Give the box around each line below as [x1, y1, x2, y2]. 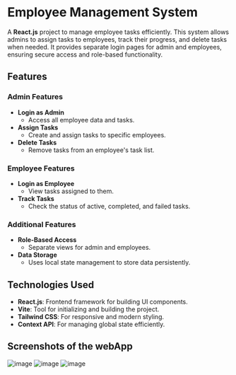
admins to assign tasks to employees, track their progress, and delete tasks [7, 35, 228, 43]
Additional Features [7, 219, 76, 229]
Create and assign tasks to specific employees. [28, 130, 166, 139]
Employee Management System [7, 4, 198, 21]
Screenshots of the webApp [7, 340, 133, 352]
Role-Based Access [17, 236, 77, 244]
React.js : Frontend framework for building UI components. [17, 298, 189, 306]
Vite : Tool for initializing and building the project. [17, 305, 160, 313]
